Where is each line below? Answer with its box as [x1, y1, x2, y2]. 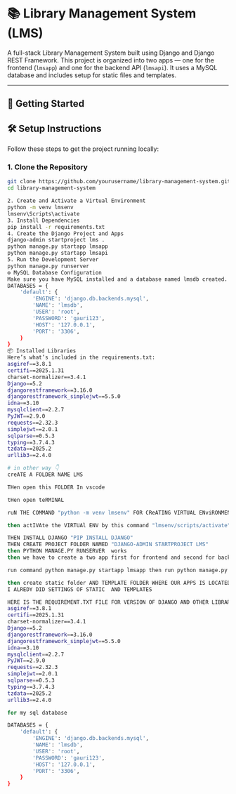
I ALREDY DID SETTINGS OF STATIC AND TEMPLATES [7, 585, 152, 593]
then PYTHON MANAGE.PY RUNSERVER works [7, 548, 128, 555]
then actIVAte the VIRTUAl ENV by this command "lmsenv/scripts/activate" [7, 522, 231, 529]
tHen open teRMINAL [7, 496, 65, 503]
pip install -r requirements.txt [7, 223, 105, 230]
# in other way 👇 [7, 465, 59, 472]
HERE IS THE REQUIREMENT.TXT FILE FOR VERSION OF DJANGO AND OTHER [7, 598, 209, 606]
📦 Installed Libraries [7, 348, 77, 355]
